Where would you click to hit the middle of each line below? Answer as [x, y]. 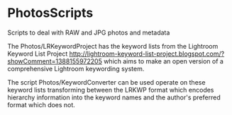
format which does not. [42, 104]
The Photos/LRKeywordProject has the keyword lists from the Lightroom [113, 46]
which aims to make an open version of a [164, 61]
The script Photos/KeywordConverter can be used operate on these [106, 82]
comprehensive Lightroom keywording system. [76, 68]
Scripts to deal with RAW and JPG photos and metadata [89, 32]
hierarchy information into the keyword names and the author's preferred [114, 97]
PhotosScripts [50, 13]
